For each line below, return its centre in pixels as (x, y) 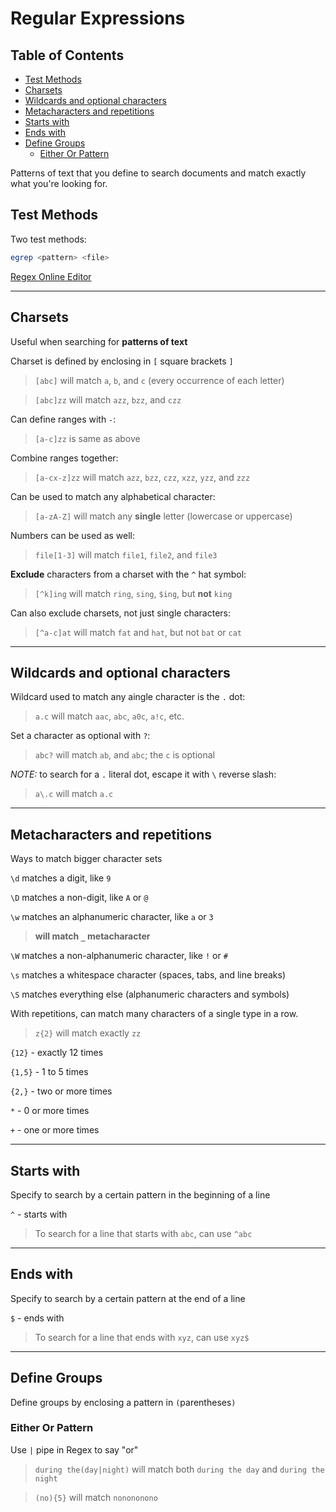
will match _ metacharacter (92, 936)
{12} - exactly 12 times (57, 1053)
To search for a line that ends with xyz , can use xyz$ (142, 1337)
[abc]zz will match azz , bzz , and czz (108, 399)
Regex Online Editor (51, 276)
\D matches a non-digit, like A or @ (79, 898)
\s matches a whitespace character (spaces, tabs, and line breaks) (148, 975)
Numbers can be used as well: (73, 535)
